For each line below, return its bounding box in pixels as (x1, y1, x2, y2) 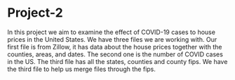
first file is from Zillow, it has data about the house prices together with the (7, 42, 222, 51)
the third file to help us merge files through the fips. (7, 65, 156, 73)
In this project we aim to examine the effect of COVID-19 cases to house (7, 28, 216, 36)
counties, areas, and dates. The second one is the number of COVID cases (7, 50, 223, 58)
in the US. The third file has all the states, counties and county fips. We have (7, 57, 228, 65)
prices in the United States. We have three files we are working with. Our (7, 35, 217, 43)
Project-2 (7, 5, 63, 21)
